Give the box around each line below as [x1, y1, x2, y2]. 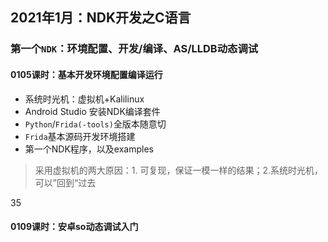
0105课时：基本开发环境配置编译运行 [10, 68, 163, 80]
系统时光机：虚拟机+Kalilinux [24, 93, 145, 105]
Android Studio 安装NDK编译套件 [24, 105, 161, 117]
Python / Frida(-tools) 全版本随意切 [24, 118, 167, 130]
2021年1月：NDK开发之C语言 [10, 9, 192, 27]
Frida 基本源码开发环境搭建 [24, 130, 136, 142]
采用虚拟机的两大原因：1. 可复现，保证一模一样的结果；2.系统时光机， [34, 164, 324, 176]
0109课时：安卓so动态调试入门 [10, 221, 139, 233]
